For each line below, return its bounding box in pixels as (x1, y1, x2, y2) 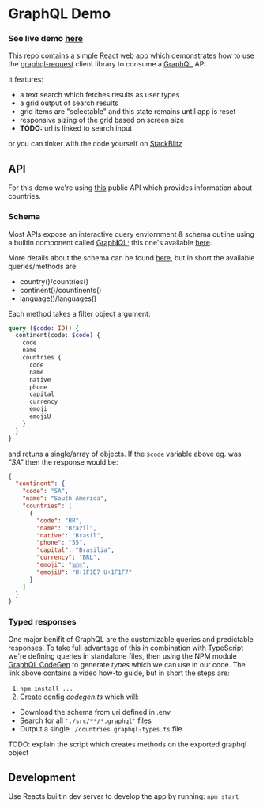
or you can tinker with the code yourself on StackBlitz (8, 139, 183, 149)
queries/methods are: (8, 261, 79, 271)
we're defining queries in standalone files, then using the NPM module (8, 651, 237, 661)
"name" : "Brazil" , (36, 524, 97, 532)
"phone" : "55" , (36, 539, 87, 547)
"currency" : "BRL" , (36, 553, 101, 562)
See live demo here (8, 33, 83, 44)
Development (8, 771, 77, 784)
